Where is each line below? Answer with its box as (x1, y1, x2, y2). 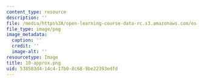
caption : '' (12, 37, 42, 43)
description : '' (6, 15, 47, 21)
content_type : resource (6, 9, 67, 15)
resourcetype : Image (6, 54, 59, 60)
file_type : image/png (6, 26, 61, 32)
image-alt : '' (12, 49, 47, 55)
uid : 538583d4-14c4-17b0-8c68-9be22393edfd (6, 65, 118, 72)
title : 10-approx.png (6, 60, 61, 66)
